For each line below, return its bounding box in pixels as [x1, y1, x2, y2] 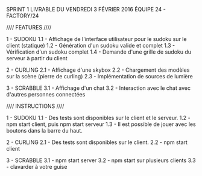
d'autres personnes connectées [6, 91, 86, 98]
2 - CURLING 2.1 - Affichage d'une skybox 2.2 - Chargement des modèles [6, 66, 190, 74]
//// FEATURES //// [6, 24, 52, 31]
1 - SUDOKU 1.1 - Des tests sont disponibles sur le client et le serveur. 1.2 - [6, 115, 191, 121]
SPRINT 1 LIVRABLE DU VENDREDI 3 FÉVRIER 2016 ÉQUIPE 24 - [6, 6, 166, 13]
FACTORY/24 [6, 12, 39, 19]
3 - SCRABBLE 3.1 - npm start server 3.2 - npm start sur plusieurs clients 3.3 [6, 157, 196, 164]
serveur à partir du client [6, 55, 68, 61]
